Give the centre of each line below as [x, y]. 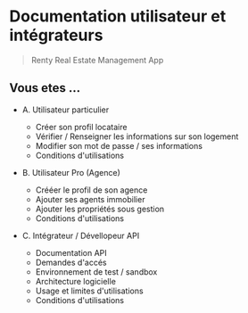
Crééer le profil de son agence [91, 190]
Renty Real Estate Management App [97, 60]
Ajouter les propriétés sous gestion [100, 209]
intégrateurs [56, 35]
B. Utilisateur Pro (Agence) [71, 172]
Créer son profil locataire [81, 127]
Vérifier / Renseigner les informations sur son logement [137, 136]
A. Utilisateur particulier [66, 110]
